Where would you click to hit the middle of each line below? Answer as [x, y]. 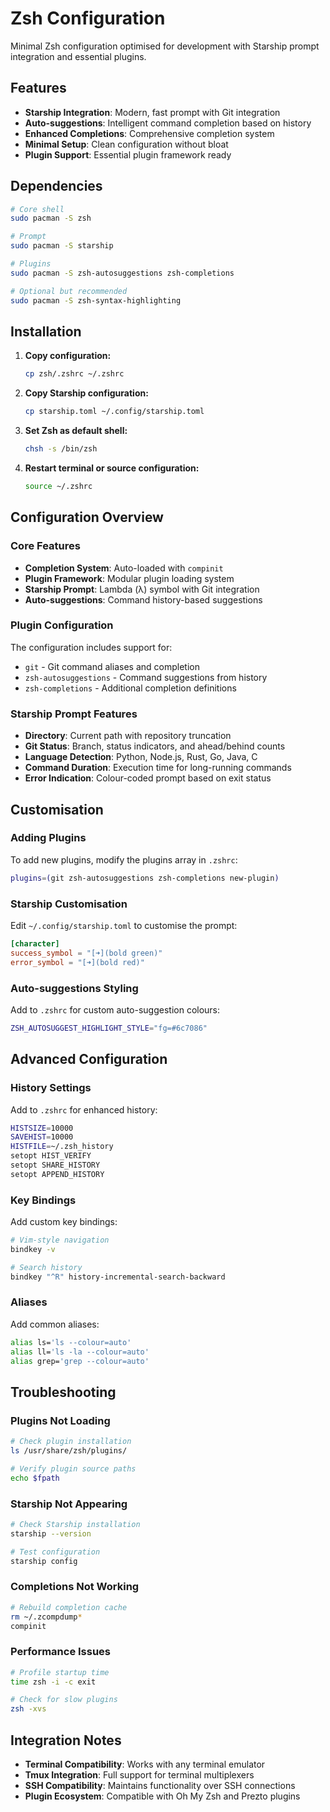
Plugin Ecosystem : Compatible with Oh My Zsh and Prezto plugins [162, 1796]
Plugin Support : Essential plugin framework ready [128, 154]
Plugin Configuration [62, 625]
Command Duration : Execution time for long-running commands [158, 768]
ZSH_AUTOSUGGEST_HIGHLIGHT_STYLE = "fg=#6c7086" [109, 1028]
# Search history [46, 1267]
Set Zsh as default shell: [76, 431]
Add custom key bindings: [64, 1222]
